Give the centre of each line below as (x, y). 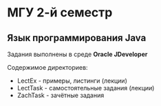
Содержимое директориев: (47, 67)
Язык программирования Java (77, 38)
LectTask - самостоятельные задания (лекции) (86, 88)
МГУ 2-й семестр (60, 13)
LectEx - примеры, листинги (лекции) (72, 81)
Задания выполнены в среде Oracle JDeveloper (77, 54)
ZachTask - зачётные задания (61, 95)
